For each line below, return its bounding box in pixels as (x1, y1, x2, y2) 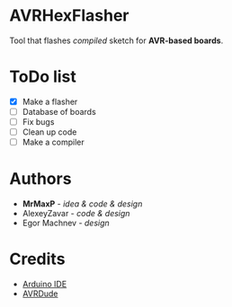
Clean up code (22, 127, 77, 137)
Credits (9, 249, 66, 269)
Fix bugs (22, 117, 55, 127)
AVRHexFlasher (9, 5, 129, 26)
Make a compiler (22, 136, 85, 148)
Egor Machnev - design (22, 217, 110, 229)
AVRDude (22, 288, 58, 299)
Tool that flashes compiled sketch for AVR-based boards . (9, 35, 224, 46)
